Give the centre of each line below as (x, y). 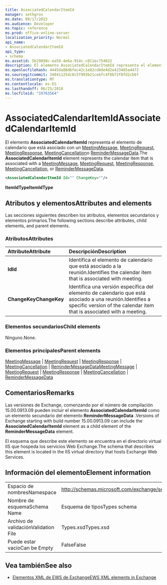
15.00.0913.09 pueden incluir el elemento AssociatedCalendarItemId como (83, 410)
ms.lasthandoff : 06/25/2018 (34, 89)
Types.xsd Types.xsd (85, 527)
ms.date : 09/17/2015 (27, 19)
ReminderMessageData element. (40, 431)
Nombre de (21, 500)
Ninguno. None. (21, 338)
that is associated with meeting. (106, 279)
